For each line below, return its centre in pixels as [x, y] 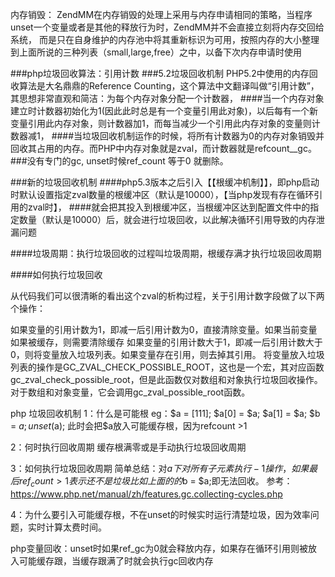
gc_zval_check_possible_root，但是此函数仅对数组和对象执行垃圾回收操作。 [166, 379]
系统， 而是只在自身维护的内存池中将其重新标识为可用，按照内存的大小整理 [165, 39]
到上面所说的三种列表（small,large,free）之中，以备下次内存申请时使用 [156, 52]
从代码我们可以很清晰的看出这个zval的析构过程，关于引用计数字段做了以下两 [167, 296]
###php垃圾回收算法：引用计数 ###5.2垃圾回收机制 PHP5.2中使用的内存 [160, 73]
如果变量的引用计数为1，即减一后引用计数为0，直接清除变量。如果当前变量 [164, 329]
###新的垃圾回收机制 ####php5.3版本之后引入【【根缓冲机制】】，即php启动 [165, 182]
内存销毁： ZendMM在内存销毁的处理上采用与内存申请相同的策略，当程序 [161, 14]
